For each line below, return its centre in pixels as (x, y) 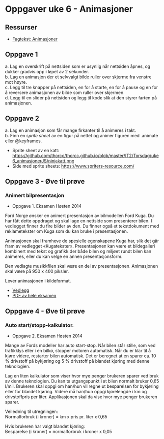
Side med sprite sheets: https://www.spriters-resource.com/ (73, 166)
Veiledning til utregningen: (32, 411)
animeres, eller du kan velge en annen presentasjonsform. (64, 256)
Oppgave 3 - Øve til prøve (45, 181)
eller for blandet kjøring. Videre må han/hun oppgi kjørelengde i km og (76, 392)
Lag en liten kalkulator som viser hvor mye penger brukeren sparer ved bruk (82, 376)
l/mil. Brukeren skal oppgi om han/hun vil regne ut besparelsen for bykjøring (82, 386)
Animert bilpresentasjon (35, 195)
